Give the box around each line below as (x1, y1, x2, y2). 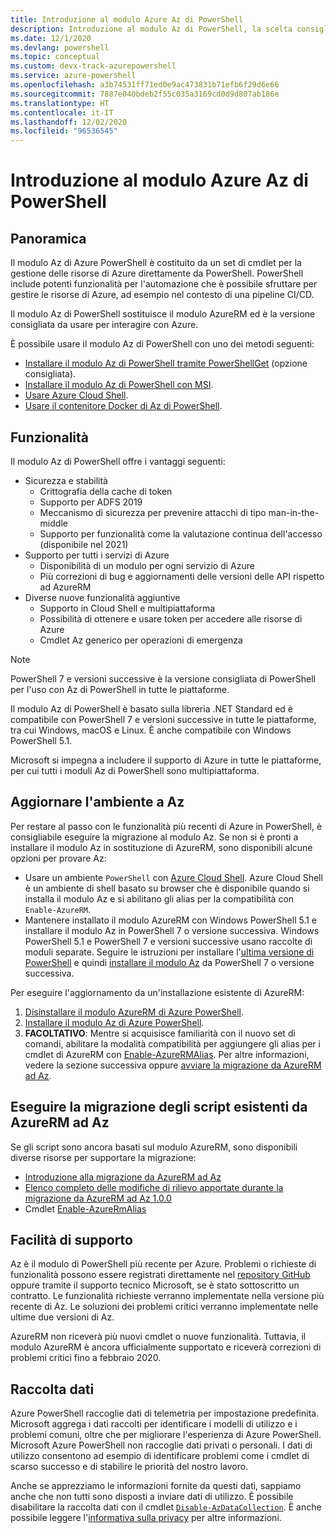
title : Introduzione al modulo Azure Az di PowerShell (10, 14, 244, 25)
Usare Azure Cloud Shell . (24, 389, 129, 401)
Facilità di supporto (10, 1231, 133, 1248)
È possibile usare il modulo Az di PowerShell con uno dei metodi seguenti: (10, 338, 315, 350)
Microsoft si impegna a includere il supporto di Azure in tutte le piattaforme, (10, 754, 322, 766)
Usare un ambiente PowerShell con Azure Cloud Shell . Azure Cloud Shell (24, 871, 323, 883)
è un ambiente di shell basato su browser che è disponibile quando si (24, 882, 310, 894)
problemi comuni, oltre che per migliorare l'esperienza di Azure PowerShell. (10, 1429, 322, 1441)
